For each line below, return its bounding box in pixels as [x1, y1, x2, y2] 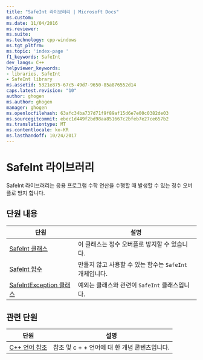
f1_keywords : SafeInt [6, 54, 61, 60]
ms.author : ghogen [6, 99, 53, 105]
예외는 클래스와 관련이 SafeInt [77, 281, 161, 289]
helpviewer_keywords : [6, 65, 61, 71]
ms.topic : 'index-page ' [6, 48, 69, 54]
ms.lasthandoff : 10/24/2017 [6, 133, 77, 139]
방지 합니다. [17, 189, 45, 197]
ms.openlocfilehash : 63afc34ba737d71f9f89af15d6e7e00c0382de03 [6, 110, 169, 116]
